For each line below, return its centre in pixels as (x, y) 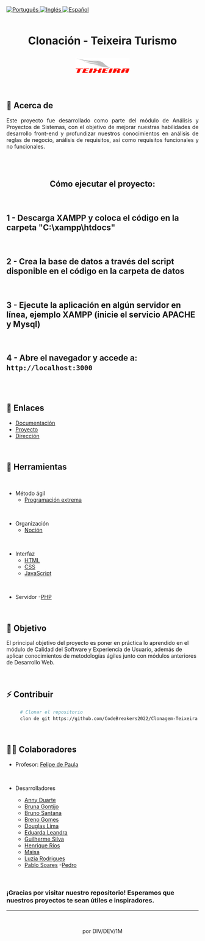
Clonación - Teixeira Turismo (103, 41)
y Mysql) (23, 324)
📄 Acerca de (30, 106)
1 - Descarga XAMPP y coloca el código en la (93, 218)
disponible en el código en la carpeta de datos (95, 271)
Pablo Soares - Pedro (51, 865)
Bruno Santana (43, 813)
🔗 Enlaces (25, 408)
